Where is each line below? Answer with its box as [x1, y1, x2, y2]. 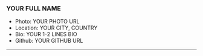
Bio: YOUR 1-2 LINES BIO [14, 31, 77, 38]
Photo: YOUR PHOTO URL [14, 18, 80, 25]
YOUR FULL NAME [6, 4, 62, 13]
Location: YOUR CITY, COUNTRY [14, 24, 98, 31]
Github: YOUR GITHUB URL [14, 37, 83, 45]
